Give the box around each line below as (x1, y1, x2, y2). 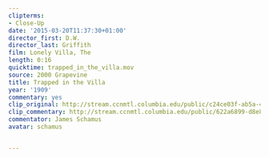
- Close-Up (8, 19, 45, 27)
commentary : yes (8, 93, 62, 101)
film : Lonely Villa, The (8, 49, 91, 57)
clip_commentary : (8, 108, 66, 116)
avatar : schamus (8, 123, 62, 131)
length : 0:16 (8, 57, 52, 65)
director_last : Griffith (8, 41, 91, 49)
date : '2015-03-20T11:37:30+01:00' (8, 26, 127, 34)
